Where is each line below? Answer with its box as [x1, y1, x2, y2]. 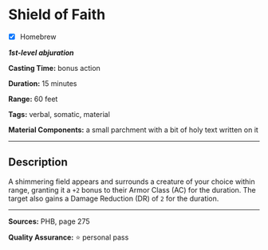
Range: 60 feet [8, 94, 58, 104]
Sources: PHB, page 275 [8, 217, 90, 226]
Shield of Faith [8, 6, 106, 24]
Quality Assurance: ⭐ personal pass [8, 232, 129, 242]
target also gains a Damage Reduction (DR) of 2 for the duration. [8, 193, 219, 203]
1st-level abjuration [8, 48, 74, 57]
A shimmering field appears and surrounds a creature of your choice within [8, 177, 255, 186]
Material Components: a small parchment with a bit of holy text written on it [8, 125, 259, 135]
